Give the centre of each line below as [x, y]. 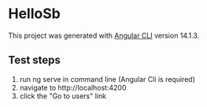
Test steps [35, 60]
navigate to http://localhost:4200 [73, 87]
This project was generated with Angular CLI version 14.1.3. [104, 35]
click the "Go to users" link [63, 96]
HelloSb [34, 14]
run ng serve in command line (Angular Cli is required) [107, 79]
